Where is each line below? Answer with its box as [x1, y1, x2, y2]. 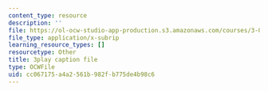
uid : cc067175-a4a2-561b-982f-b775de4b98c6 [8, 70, 156, 78]
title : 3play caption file [8, 56, 98, 64]
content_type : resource [8, 11, 88, 20]
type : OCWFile [8, 63, 56, 71]
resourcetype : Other [8, 48, 77, 56]
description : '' [8, 19, 62, 27]
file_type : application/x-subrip [8, 33, 120, 42]
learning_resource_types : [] [8, 41, 105, 49]
